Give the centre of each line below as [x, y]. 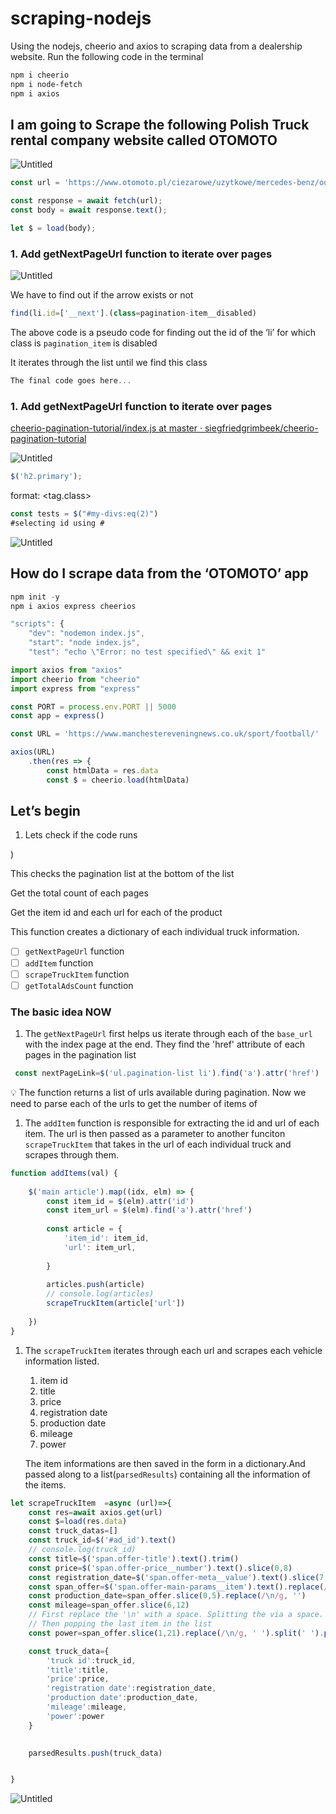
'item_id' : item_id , [106, 1238]
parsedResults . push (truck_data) [95, 1753]
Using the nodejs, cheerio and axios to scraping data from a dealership [156, 46]
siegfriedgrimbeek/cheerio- [261, 428]
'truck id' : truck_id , [91, 1660]
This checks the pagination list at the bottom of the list [122, 874]
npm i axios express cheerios [73, 606]
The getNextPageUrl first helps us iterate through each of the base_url [168, 1034]
